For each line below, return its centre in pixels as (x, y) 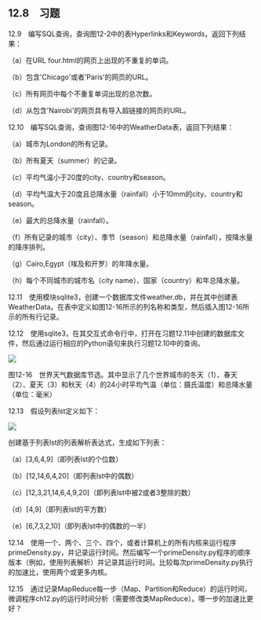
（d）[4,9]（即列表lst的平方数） (60, 509)
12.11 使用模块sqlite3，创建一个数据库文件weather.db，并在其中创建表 (123, 297)
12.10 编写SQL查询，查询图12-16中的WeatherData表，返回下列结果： (121, 127)
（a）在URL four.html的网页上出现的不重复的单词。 (91, 60)
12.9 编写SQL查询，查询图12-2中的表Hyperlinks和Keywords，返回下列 (124, 34)
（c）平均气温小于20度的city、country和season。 (89, 177)
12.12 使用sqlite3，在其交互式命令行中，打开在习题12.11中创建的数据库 (123, 333)
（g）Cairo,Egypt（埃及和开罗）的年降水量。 (81, 263)
